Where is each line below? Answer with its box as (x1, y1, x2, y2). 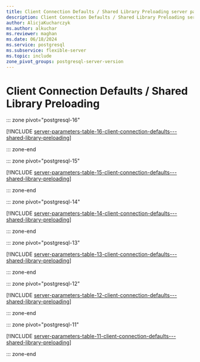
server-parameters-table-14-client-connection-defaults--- (33, 210, 177, 217)
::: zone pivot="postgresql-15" (6, 157, 80, 164)
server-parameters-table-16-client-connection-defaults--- (33, 128, 177, 135)
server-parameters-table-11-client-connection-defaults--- (33, 333, 176, 340)
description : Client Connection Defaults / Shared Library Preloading (6, 14, 185, 20)
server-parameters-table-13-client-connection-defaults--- (33, 251, 177, 258)
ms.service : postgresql (6, 42, 65, 48)
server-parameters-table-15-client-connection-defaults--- (33, 169, 177, 176)
